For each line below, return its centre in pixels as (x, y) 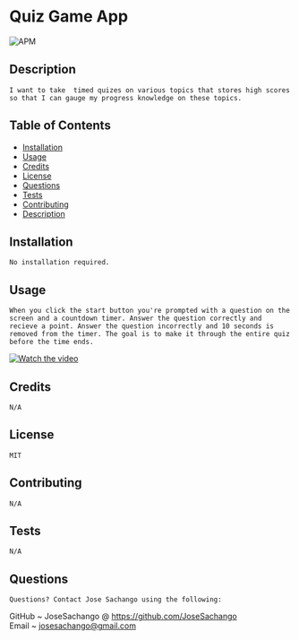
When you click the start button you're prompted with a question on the (150, 311)
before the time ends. (51, 342)
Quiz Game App (68, 17)
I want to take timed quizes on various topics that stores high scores (150, 90)
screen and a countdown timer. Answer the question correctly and (136, 319)
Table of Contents (60, 126)
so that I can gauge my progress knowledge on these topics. (126, 98)
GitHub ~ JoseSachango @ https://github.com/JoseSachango (123, 617)
